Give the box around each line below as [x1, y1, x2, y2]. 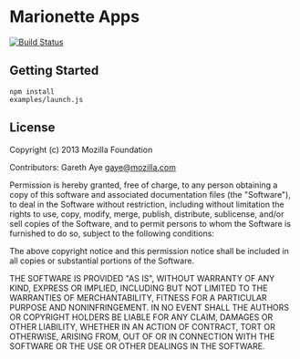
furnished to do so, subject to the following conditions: [9, 228, 214, 239]
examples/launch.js [9, 95, 84, 104]
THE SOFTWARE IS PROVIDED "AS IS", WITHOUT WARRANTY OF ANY [9, 272, 275, 283]
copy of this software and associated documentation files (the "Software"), [9, 189, 292, 200]
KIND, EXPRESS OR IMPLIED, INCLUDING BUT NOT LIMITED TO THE [9, 282, 268, 293]
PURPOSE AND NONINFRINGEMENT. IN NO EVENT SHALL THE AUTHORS [9, 302, 290, 313]
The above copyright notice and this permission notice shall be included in [9, 245, 289, 256]
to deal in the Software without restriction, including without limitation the [9, 199, 284, 210]
